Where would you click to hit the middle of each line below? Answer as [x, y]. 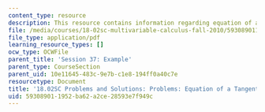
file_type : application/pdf [54, 37]
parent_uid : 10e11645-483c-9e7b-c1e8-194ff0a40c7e [93, 74]
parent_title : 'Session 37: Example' [70, 60]
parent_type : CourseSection [54, 67]
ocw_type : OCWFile [38, 52]
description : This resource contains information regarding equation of [130, 23]
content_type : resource [47, 15]
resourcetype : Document [47, 81]
